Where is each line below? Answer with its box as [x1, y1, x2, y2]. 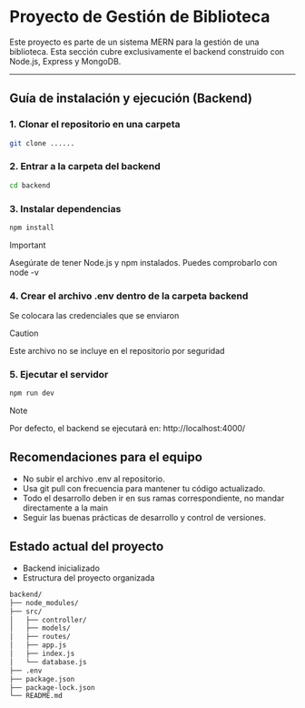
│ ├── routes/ [9, 632, 71, 642]
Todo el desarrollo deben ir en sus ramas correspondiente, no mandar [22, 493, 285, 504]
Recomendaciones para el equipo [9, 449, 202, 465]
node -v [9, 267, 39, 278]
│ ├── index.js [9, 649, 75, 659]
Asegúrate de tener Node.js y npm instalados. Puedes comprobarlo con [9, 257, 278, 268]
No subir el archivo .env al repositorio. [22, 473, 165, 484]
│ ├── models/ [9, 623, 71, 633]
